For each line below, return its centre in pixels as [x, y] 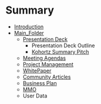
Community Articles [47, 77]
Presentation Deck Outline [63, 45]
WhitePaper [37, 70]
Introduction [29, 27]
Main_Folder [29, 32]
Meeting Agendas [44, 58]
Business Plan [40, 83]
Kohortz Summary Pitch [60, 51]
